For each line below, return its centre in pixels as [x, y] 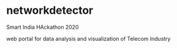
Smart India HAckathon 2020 [42, 27]
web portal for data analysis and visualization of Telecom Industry [88, 38]
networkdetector [50, 10]
